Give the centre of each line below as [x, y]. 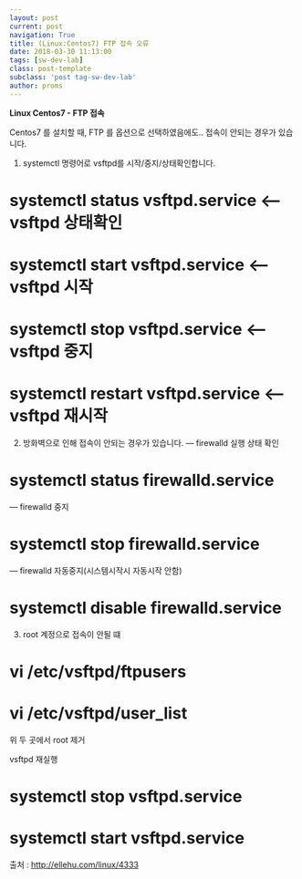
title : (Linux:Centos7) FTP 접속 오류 [79, 43]
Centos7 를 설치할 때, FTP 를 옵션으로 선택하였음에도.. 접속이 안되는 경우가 [143, 132]
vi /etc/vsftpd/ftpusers [98, 672]
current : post [36, 26]
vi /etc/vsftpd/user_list [99, 714]
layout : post [34, 18]
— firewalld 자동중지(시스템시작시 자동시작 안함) [96, 570]
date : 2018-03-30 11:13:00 [61, 52]
